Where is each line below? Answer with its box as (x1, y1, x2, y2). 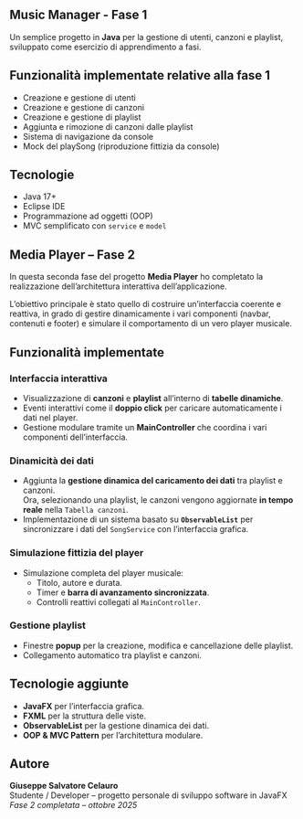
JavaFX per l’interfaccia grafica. (22, 700, 144, 711)
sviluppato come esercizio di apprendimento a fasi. (9, 41, 202, 52)
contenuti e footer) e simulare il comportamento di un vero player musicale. (9, 318, 292, 329)
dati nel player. (22, 411, 78, 423)
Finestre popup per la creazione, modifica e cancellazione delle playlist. (22, 640, 294, 651)
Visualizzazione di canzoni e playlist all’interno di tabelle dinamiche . (22, 392, 284, 403)
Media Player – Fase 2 (9, 247, 135, 262)
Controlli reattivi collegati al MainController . (36, 596, 201, 607)
